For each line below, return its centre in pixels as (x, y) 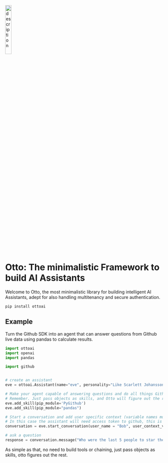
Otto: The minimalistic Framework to (82, 267)
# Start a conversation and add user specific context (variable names (81, 417)
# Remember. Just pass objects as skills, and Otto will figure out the (82, 398)
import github (20, 367)
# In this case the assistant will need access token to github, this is (84, 422)
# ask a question (23, 435)
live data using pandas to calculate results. (49, 339)
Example (19, 322)
